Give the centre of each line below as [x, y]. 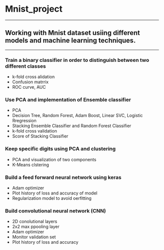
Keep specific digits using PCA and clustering [61, 149]
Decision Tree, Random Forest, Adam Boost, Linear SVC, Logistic [77, 115]
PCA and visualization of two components [54, 159]
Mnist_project [34, 9]
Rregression [24, 121]
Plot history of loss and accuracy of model [55, 193]
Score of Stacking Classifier [40, 136]
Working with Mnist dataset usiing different [72, 33]
